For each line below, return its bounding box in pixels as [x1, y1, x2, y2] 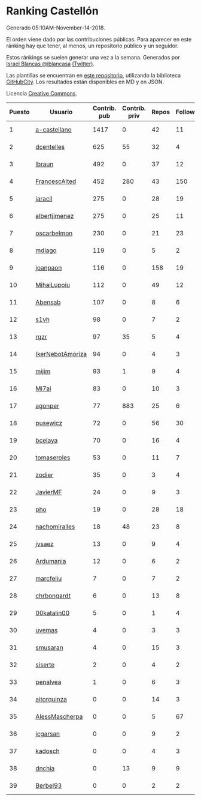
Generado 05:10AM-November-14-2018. [6, 24, 106, 31]
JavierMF [35, 488, 62, 496]
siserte [35, 660, 55, 669]
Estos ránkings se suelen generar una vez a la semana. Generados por [6, 53, 181, 61]
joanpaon [35, 263, 62, 271]
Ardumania [35, 557, 66, 565]
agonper [35, 401, 60, 410]
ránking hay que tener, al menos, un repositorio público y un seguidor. [6, 42, 179, 49]
